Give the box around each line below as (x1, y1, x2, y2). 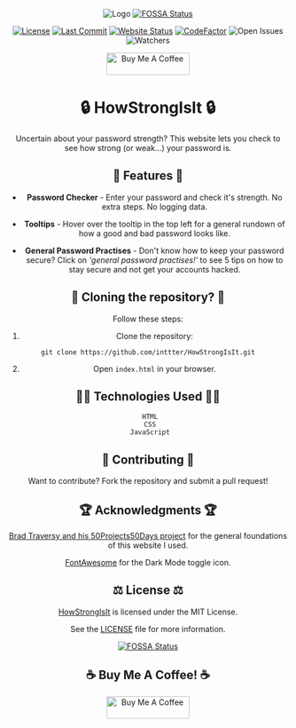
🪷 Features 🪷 (113, 169, 183, 184)
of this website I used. (107, 540, 189, 550)
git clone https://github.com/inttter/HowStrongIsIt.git (40, 347, 256, 357)
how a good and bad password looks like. (78, 227, 231, 239)
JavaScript (129, 428, 170, 437)
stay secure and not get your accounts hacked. (68, 264, 241, 274)
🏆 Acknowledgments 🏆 (78, 502, 218, 518)
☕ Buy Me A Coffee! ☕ (86, 668, 210, 683)
